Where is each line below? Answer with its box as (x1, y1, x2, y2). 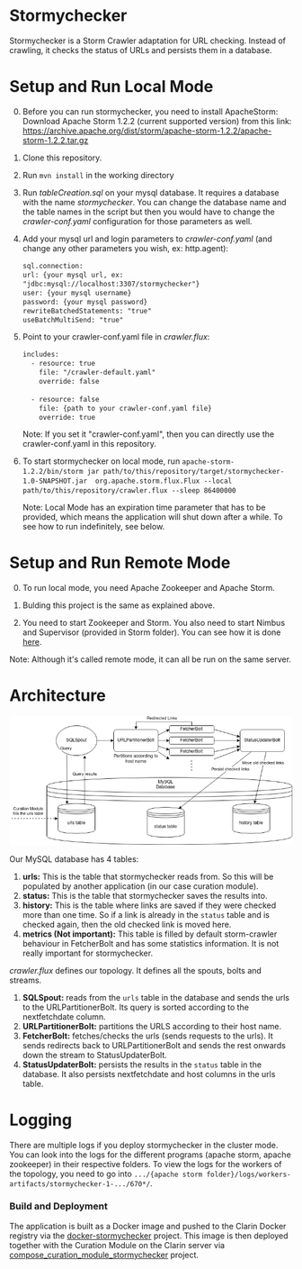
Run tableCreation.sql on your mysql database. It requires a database (22, 186, 280, 198)
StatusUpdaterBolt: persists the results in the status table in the (22, 1059, 262, 1070)
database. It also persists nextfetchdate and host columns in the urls (22, 1068, 276, 1079)
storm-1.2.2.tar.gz (22, 134, 89, 145)
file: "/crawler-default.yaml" (39, 367, 156, 376)
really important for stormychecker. (22, 947, 154, 958)
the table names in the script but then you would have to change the (22, 206, 276, 217)
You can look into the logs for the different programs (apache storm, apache (9, 1149, 292, 1160)
